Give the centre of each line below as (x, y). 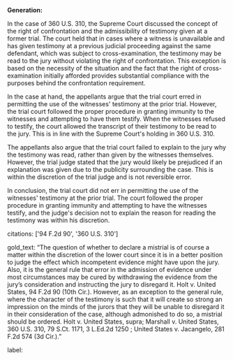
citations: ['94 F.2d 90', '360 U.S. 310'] (63, 234)
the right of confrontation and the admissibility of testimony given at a (107, 31)
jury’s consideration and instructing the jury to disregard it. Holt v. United (112, 285)
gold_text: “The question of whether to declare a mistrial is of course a (108, 247)
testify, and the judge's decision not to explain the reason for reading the (112, 213)
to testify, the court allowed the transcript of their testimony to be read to (112, 126)
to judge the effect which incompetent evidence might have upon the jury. (113, 262)
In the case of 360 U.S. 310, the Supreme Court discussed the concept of (113, 23)
